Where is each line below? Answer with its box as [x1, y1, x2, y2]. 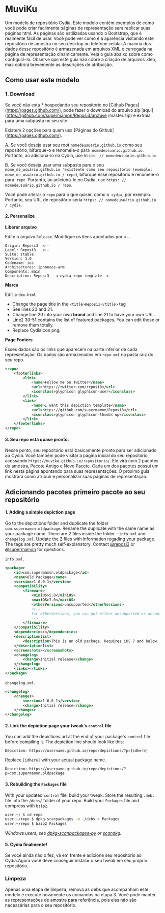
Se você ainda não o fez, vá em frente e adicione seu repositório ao [5, 852, 142, 858]
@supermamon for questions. [5, 546, 65, 552]
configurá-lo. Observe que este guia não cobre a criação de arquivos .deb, [5, 56, 157, 62]
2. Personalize [5, 213, 35, 219]
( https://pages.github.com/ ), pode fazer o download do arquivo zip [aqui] [5, 107, 154, 113]
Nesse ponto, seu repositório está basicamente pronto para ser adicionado [5, 447, 157, 454]
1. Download [5, 91, 35, 98]
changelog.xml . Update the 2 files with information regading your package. [5, 536, 156, 542]
